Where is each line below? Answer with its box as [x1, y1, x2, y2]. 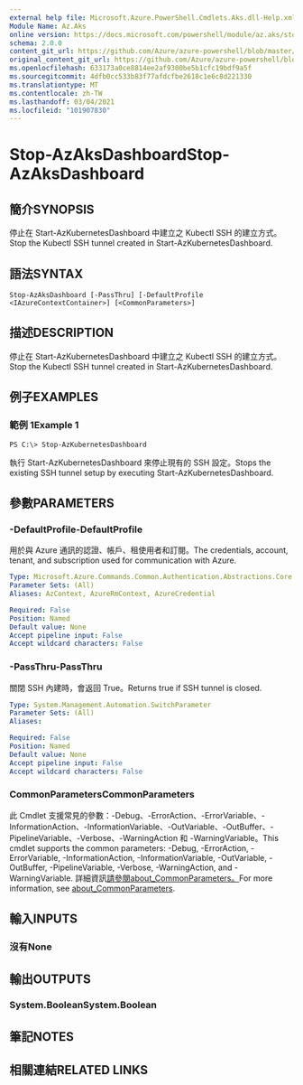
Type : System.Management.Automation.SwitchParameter [9, 700, 212, 709]
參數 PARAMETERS [9, 495, 115, 510]
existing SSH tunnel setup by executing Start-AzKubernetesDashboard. [9, 467, 274, 478]
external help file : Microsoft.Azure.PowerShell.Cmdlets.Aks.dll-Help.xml [9, 13, 297, 23]
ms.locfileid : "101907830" [9, 106, 111, 115]
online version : [9, 30, 70, 39]
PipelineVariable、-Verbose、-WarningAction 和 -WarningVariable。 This [9, 832, 280, 843]
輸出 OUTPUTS [9, 971, 92, 987]
